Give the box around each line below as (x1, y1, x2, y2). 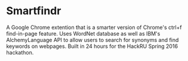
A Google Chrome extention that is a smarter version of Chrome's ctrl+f (6, 24, 182, 31)
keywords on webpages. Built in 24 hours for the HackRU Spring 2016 (6, 43, 178, 50)
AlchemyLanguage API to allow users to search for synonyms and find (6, 36, 179, 43)
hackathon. (6, 49, 34, 56)
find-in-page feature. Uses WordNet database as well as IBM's (6, 30, 161, 37)
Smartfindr (6, 4, 61, 18)
